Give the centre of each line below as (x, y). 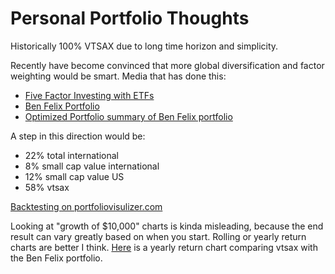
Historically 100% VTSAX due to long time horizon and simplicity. (144, 46)
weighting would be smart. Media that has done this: (118, 76)
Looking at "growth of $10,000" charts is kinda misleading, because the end (167, 226)
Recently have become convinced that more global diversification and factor (167, 65)
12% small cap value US (74, 176)
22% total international (72, 155)
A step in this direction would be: (78, 136)
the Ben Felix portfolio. (56, 258)
